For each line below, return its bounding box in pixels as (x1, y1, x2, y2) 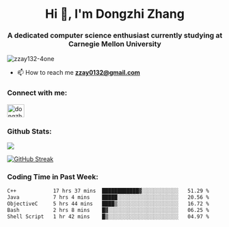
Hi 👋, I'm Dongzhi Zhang (45, 6, 185, 22)
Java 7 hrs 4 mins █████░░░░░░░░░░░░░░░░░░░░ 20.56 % (7, 194, 210, 201)
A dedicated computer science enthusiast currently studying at (7, 31, 223, 40)
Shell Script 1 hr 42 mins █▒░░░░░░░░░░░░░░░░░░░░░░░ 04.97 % (7, 213, 210, 220)
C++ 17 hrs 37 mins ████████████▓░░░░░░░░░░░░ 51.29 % (7, 188, 210, 195)
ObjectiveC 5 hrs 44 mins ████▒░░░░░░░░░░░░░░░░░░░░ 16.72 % (7, 200, 210, 208)
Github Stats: (7, 126, 53, 136)
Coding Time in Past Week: (7, 172, 99, 181)
